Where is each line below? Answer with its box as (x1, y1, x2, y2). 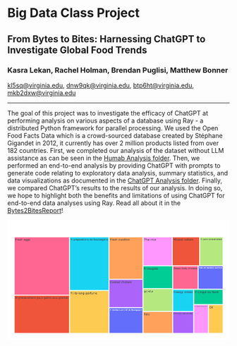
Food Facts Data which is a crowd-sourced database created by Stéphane (7, 131, 224, 140)
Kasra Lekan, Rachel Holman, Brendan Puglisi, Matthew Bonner (7, 65, 229, 75)
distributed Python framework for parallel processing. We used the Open (7, 123, 219, 132)
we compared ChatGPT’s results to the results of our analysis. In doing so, (7, 183, 223, 192)
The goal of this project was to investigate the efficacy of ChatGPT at (7, 109, 208, 117)
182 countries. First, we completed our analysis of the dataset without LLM (7, 146, 224, 154)
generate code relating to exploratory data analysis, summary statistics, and (7, 168, 229, 177)
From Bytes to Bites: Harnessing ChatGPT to (7, 33, 206, 45)
